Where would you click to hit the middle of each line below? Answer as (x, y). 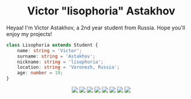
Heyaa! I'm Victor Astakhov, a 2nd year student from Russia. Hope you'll (96, 28)
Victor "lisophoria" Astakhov (101, 11)
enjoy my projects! (29, 34)
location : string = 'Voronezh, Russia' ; (68, 67)
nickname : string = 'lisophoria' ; (60, 62)
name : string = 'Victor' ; (50, 50)
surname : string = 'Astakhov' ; (56, 56)
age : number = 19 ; (40, 73)
